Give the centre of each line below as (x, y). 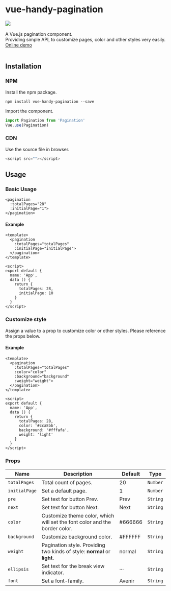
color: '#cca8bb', (38, 425)
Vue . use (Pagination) (27, 125)
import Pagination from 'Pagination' (45, 120)
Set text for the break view (73, 566)
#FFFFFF (130, 537)
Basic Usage (21, 189)
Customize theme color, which (78, 516)
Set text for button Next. (70, 508)
